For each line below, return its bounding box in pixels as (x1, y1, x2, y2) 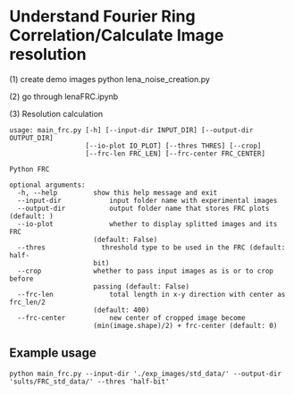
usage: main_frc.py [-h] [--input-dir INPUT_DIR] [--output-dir (9, 125, 254, 135)
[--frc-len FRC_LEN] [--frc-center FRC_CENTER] (85, 149, 266, 158)
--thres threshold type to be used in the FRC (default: (17, 243, 286, 252)
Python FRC (9, 164, 50, 173)
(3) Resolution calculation (9, 108, 104, 119)
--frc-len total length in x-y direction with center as (17, 290, 286, 298)
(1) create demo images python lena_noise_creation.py (9, 73, 210, 84)
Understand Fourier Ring (9, 6, 196, 27)
